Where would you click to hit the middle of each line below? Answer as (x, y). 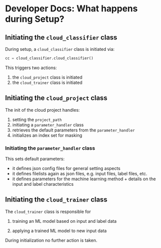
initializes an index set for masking (47, 135)
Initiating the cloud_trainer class (56, 200)
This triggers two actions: (31, 68)
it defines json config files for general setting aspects (66, 168)
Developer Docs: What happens (71, 9)
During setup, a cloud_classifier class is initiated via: (60, 49)
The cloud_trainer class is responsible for (48, 211)
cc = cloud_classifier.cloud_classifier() (49, 58)
